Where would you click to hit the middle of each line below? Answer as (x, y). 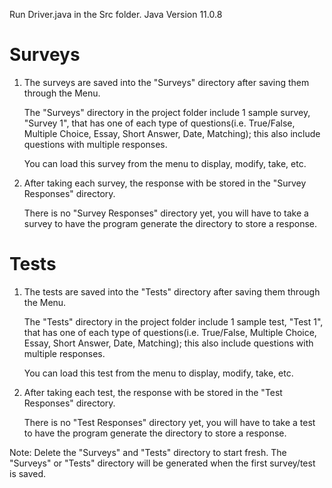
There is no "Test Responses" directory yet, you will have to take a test (169, 422)
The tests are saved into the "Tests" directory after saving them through (172, 291)
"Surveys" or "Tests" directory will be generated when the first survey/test (162, 463)
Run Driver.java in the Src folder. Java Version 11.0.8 (116, 14)
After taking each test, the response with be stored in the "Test (153, 392)
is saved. (28, 473)
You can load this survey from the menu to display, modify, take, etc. (165, 163)
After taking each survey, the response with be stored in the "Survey (165, 183)
